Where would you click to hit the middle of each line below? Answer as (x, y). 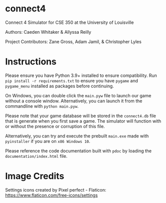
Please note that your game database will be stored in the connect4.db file (81, 116)
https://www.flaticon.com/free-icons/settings (51, 195)
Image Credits (35, 176)
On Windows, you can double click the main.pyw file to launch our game (78, 95)
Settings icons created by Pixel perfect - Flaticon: (56, 190)
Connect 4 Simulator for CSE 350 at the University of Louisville (70, 22)
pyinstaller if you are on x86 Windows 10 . (48, 141)
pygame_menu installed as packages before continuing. (60, 86)
